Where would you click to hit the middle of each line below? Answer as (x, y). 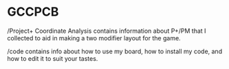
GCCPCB (33, 12)
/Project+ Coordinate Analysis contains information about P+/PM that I (107, 31)
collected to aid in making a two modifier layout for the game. (94, 38)
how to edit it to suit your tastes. (53, 58)
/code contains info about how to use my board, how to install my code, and (115, 51)
